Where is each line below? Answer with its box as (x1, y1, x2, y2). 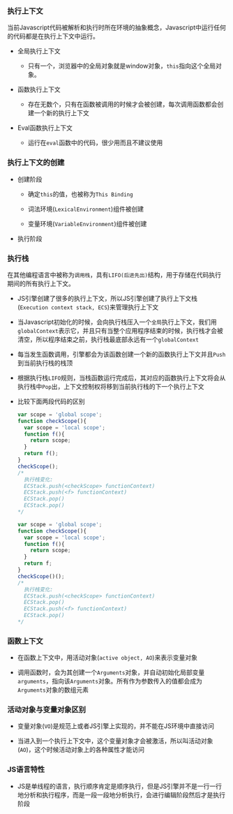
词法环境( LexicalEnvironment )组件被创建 (27, 205, 144, 213)
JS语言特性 (7, 764, 45, 774)
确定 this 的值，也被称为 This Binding (27, 190, 134, 198)
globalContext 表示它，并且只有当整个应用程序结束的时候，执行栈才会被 (17, 326, 223, 334)
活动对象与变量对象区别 (7, 705, 86, 715)
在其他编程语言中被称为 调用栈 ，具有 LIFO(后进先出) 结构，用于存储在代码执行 (7, 270, 222, 279)
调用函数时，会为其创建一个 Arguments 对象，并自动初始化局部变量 (17, 668, 205, 676)
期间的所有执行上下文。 (7, 279, 75, 288)
